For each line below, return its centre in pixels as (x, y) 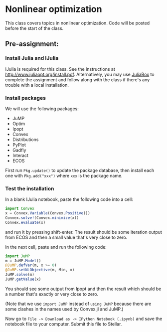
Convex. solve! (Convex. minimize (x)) (42, 218)
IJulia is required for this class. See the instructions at (60, 69)
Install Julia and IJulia (32, 58)
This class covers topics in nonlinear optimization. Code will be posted (78, 23)
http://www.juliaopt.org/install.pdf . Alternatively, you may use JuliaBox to (80, 74)
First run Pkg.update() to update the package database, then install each (80, 170)
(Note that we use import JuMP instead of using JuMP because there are (78, 304)
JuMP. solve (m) (20, 275)
